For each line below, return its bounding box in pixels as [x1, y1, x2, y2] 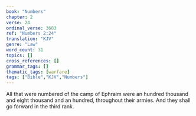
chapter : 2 [6, 14, 33, 20]
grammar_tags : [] [6, 63, 49, 69]
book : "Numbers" [6, 8, 46, 15]
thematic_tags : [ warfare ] [6, 69, 70, 75]
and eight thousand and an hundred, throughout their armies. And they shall [6, 97, 191, 104]
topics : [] [6, 52, 33, 58]
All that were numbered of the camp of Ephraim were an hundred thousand [6, 91, 189, 98]
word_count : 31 [6, 47, 44, 53]
